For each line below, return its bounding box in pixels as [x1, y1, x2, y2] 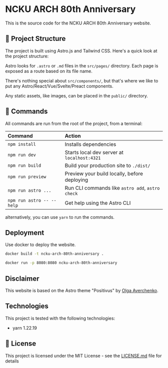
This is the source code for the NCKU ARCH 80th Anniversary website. [5, 20, 151, 26]
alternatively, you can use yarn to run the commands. [5, 214, 115, 220]
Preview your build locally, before [64, 170, 143, 177]
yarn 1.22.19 [12, 325, 37, 331]
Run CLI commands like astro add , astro [64, 184, 160, 191]
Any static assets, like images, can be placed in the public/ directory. [5, 92, 148, 98]
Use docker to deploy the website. [5, 242, 76, 248]
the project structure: [5, 53, 49, 59]
